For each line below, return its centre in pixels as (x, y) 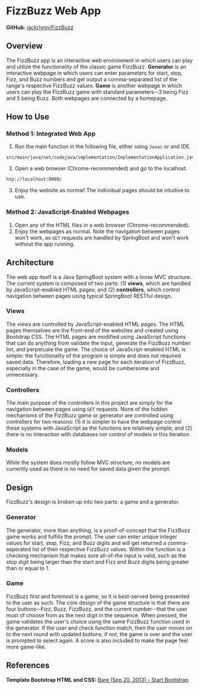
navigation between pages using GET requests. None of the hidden (87, 409)
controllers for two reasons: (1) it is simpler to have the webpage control (94, 422)
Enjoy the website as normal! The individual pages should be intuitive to (102, 190)
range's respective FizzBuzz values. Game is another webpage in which (94, 85)
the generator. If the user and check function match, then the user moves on (99, 628)
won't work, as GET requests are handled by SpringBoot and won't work (102, 237)
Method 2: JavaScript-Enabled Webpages (68, 212)
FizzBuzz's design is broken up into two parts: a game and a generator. (93, 502)
